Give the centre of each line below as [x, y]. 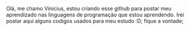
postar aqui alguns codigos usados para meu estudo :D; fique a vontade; [95, 21]
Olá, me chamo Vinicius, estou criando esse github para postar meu [89, 9]
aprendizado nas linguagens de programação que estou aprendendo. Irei [95, 15]
